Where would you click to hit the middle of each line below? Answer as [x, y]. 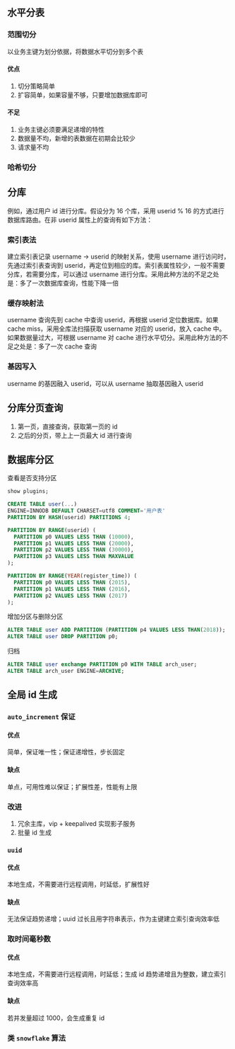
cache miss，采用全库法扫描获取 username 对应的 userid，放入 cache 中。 [116, 329]
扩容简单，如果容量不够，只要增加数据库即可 [83, 95]
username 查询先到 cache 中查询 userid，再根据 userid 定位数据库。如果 [113, 320]
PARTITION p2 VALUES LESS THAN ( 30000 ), [74, 550]
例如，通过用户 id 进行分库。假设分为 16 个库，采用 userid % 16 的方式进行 [116, 210]
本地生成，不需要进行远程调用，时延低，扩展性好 [78, 885]
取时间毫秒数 [29, 939]
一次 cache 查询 [74, 346]
